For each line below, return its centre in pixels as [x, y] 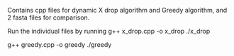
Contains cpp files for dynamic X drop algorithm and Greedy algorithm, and [117, 10]
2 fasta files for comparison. [49, 17]
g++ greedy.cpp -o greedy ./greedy [60, 44]
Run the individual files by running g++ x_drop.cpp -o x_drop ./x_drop [109, 31]
